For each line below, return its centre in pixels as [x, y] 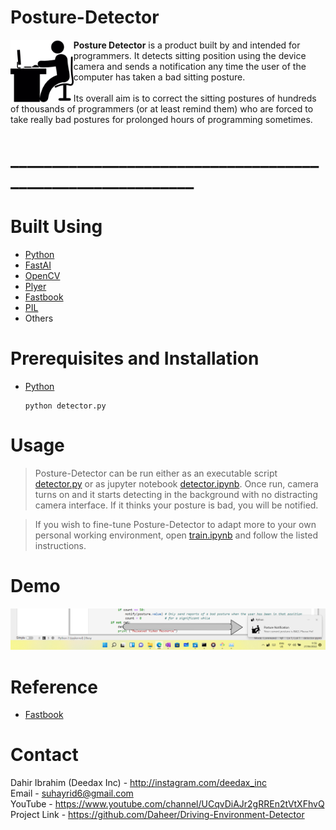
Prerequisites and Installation [135, 358]
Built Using [56, 227]
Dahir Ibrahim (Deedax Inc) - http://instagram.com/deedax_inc [138, 783]
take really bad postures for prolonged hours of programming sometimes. [161, 119]
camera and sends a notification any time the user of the [190, 66]
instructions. [60, 545]
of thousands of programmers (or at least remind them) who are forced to [162, 108]
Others [39, 318]
